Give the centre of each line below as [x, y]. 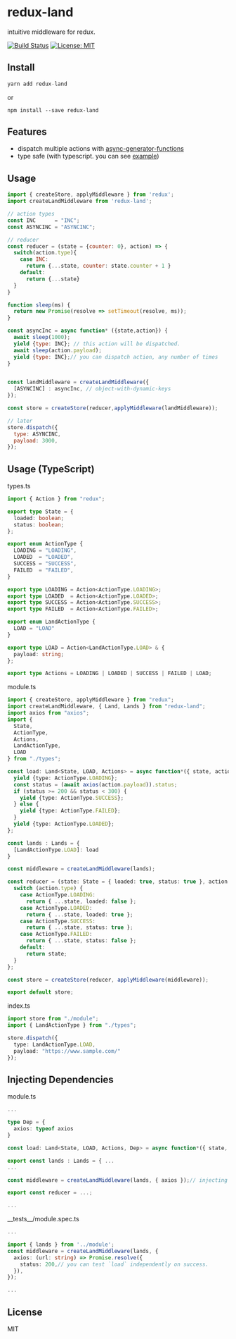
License [25, 1312]
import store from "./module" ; [53, 1019]
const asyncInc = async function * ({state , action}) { [88, 331]
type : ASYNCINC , [37, 434]
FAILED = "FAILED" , [44, 570]
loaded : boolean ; [39, 518]
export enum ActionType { [45, 544]
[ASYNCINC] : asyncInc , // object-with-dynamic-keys [92, 389]
